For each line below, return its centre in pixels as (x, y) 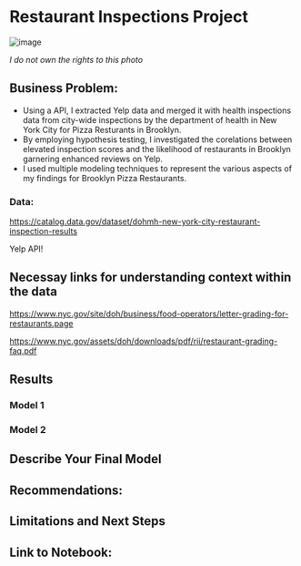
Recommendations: (66, 490)
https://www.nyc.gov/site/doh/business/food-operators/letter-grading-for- (149, 314)
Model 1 (27, 406)
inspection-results (44, 232)
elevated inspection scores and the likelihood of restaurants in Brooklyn (156, 149)
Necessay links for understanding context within (150, 278)
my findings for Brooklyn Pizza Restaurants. (105, 178)
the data (33, 292)
